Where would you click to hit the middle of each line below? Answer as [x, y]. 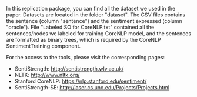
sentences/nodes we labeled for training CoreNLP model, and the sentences [99, 34]
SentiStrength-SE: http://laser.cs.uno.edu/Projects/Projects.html [92, 87]
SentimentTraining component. [44, 46]
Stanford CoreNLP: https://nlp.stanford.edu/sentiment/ [81, 81]
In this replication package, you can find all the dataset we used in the [91, 9]
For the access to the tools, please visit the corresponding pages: [86, 57]
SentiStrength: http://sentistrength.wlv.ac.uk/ [69, 69]
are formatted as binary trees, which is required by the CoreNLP [84, 40]
